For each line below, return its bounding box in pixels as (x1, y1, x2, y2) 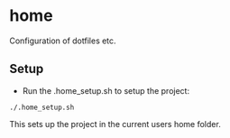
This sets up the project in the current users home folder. (9, 118, 221, 129)
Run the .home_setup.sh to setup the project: (22, 85, 190, 96)
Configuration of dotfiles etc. (9, 35, 116, 46)
